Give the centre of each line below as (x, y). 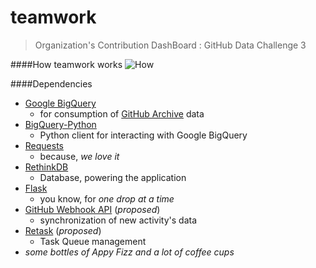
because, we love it (79, 156)
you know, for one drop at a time (107, 198)
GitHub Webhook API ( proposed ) (92, 209)
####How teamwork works (66, 64)
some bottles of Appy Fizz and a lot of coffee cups (129, 252)
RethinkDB (46, 167)
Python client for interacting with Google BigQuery (143, 135)
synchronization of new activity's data (118, 220)
